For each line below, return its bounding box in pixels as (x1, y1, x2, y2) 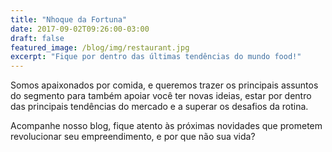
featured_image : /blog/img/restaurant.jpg (10, 42, 190, 53)
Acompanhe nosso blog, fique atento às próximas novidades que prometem (10, 120, 323, 132)
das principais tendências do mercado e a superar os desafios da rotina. (10, 101, 309, 113)
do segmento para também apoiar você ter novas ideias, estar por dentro (10, 90, 312, 102)
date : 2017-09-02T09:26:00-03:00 (10, 24, 150, 34)
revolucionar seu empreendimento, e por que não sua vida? (10, 131, 256, 143)
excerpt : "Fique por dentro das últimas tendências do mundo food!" (10, 52, 302, 62)
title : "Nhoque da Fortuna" (10, 14, 128, 25)
